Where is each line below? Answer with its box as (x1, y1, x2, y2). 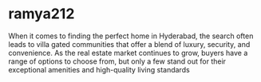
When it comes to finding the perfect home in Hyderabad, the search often (8, 31, 254, 41)
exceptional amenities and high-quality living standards (8, 64, 190, 74)
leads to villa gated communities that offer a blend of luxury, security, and (8, 39, 251, 49)
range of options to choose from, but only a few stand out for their (8, 57, 226, 66)
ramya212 (8, 5, 75, 23)
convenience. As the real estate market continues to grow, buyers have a (8, 48, 248, 57)
